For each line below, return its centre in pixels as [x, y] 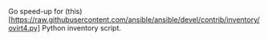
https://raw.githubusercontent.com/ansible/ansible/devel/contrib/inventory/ [136, 20]
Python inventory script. [82, 28]
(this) [74, 11]
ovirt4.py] [24, 28]
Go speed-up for [36, 11]
